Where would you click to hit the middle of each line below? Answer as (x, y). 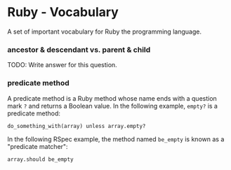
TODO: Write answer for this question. (62, 65)
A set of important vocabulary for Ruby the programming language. (105, 31)
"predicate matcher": (38, 146)
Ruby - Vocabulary (63, 12)
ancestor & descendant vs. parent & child (79, 50)
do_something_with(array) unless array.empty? (77, 126)
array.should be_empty (40, 159)
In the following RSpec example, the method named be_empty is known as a (116, 139)
